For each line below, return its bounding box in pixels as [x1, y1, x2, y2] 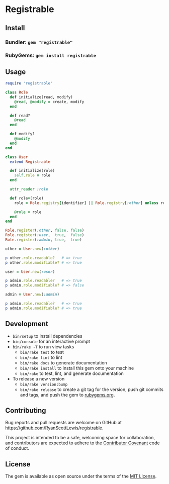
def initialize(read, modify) [10, 94, 73, 100]
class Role [5, 90, 28, 95]
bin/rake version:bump [20, 382, 68, 387]
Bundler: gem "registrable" [5, 39, 73, 46]
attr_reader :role [10, 187, 49, 192]
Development [5, 320, 49, 328]
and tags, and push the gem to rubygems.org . [20, 392, 115, 398]
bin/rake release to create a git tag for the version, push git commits [20, 386, 163, 393]
